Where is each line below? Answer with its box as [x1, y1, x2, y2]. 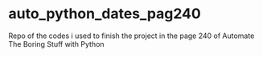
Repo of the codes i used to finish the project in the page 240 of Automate [8, 31, 255, 40]
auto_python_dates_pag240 [8, 5, 201, 23]
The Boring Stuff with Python [8, 39, 105, 48]
